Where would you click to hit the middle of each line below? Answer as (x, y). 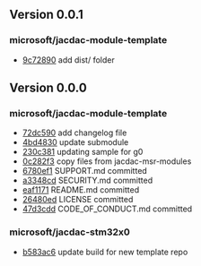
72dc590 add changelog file (74, 133)
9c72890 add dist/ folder (68, 60)
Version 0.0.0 (48, 88)
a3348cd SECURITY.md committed (87, 180)
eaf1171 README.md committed (81, 190)
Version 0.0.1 (46, 15)
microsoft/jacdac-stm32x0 (70, 232)
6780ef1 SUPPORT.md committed (85, 171)
